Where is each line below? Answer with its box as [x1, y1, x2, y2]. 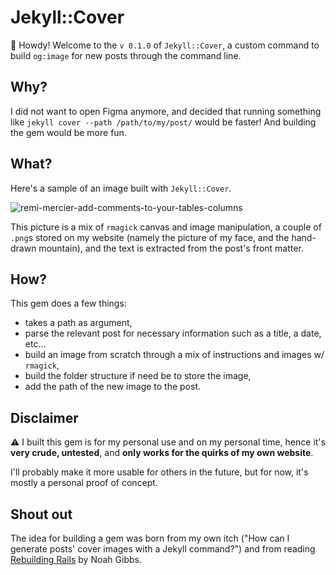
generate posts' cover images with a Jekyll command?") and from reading [10, 543, 316, 555]
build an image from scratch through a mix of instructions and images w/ [24, 349, 325, 361]
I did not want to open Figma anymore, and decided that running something [10, 105, 322, 117]
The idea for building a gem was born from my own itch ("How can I [10, 532, 290, 544]
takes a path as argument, [24, 317, 133, 329]
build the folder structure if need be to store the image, [24, 370, 252, 382]
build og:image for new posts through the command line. [10, 49, 242, 61]
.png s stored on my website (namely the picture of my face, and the [10, 231, 290, 243]
